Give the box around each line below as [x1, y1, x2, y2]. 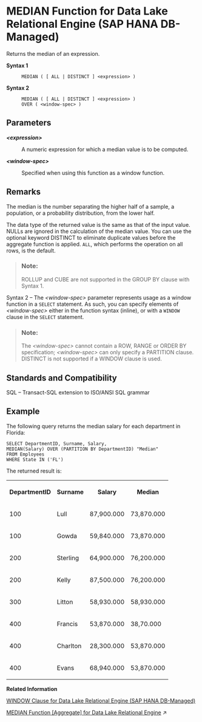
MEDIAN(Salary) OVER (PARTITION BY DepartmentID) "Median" [6, 446, 159, 452]
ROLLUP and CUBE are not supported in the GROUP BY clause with [21, 275, 190, 283]
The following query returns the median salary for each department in [6, 422, 181, 430]
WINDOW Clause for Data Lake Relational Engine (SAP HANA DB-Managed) [6, 697, 196, 704]
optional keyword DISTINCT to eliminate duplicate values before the [6, 234, 176, 241]
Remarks [6, 187, 41, 197]
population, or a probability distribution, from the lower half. [6, 209, 155, 217]
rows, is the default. [6, 247, 56, 254]
